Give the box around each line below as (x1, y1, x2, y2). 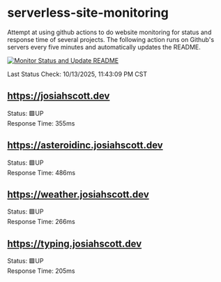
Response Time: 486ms (7, 168, 75, 177)
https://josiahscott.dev (7, 90, 110, 102)
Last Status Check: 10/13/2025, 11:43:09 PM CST (7, 70, 148, 78)
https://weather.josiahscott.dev (7, 188, 150, 200)
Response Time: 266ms (7, 218, 75, 226)
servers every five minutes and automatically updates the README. (7, 43, 201, 51)
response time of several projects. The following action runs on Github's (7, 35, 215, 43)
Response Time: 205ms (7, 267, 75, 275)
